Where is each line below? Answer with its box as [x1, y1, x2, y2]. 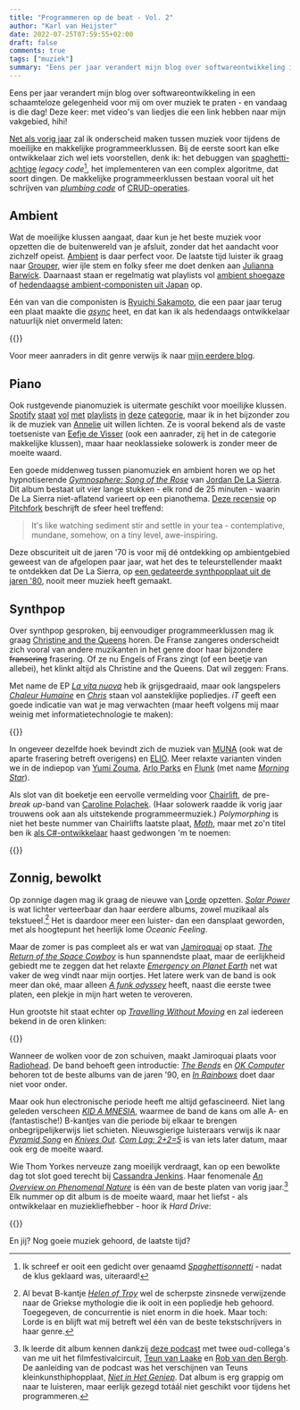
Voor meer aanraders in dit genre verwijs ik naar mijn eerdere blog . [9, 350, 255, 361]
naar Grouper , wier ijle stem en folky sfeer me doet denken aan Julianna [9, 260, 274, 271]
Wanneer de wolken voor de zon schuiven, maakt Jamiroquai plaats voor [9, 1051, 277, 1061]
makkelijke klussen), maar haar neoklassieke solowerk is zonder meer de [9, 438, 278, 449]
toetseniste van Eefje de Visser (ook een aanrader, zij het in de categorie [9, 428, 277, 439]
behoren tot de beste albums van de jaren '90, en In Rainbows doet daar [9, 1069, 275, 1080]
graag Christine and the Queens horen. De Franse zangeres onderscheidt [9, 634, 279, 645]
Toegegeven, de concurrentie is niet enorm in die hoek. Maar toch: [21, 1307, 268, 1318]
